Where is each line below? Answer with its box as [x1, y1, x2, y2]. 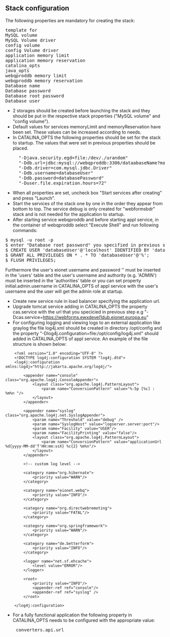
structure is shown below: [12, 341, 67, 347]
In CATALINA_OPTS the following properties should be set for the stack [12, 134, 161, 141]
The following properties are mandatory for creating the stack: [5, 17, 135, 23]
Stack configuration [5, 4, 69, 13]
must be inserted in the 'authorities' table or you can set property [5, 278, 142, 284]
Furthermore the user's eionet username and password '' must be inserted [5, 266, 161, 272]
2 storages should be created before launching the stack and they [12, 107, 150, 113]
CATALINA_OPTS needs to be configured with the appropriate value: [12, 617, 155, 623]
